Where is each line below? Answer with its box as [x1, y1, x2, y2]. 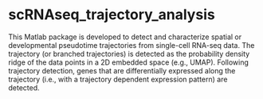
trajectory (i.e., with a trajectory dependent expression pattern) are [8, 74, 228, 84]
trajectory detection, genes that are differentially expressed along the [8, 65, 236, 75]
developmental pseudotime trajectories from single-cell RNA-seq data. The [8, 40, 255, 49]
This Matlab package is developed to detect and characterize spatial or [8, 32, 242, 42]
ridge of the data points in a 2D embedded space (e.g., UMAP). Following [8, 57, 249, 67]
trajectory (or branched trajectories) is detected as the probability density [8, 49, 250, 58]
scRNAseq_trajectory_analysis [8, 6, 215, 24]
